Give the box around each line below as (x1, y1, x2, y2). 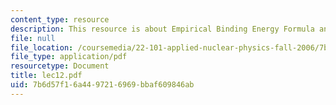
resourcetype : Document (10, 61, 110, 71)
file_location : (10, 42, 74, 53)
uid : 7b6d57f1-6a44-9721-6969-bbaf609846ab (10, 80, 195, 90)
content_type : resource (10, 14, 110, 25)
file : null (10, 33, 56, 43)
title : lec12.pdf (10, 71, 83, 81)
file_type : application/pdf (10, 52, 128, 62)
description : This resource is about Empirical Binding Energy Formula (10, 24, 315, 34)
